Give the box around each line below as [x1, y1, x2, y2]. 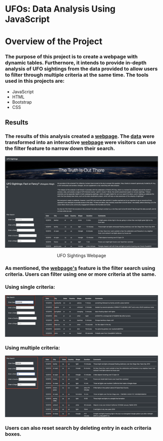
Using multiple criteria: [5, 344, 61, 351]
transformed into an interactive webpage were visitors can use [5, 139, 156, 145]
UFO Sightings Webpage [57, 252, 106, 258]
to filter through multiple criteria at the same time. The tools [5, 71, 149, 78]
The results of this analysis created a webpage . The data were [5, 133, 155, 140]
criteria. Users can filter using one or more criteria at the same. [5, 271, 156, 278]
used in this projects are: [5, 78, 65, 85]
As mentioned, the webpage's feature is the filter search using [5, 265, 155, 271]
